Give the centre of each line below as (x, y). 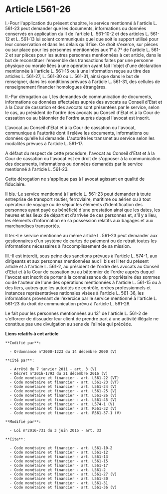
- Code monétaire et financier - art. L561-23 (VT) (65, 382)
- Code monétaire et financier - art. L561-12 (59, 452)
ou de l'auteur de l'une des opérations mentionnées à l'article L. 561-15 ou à (83, 282)
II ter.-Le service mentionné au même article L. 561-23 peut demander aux (82, 235)
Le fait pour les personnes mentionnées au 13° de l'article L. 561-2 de (77, 313)
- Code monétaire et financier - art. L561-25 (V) (63, 391)
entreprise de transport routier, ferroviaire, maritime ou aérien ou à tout (78, 199)
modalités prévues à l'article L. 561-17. (44, 143)
